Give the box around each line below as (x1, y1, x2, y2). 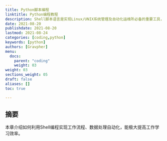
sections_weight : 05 (5, 72, 48, 77)
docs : (9, 53, 21, 59)
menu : (5, 49, 16, 54)
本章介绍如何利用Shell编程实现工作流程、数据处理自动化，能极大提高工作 (5, 124, 156, 130)
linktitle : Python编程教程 (5, 12, 58, 17)
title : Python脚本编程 (5, 7, 49, 12)
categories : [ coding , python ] (5, 35, 66, 40)
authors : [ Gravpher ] (5, 44, 48, 49)
